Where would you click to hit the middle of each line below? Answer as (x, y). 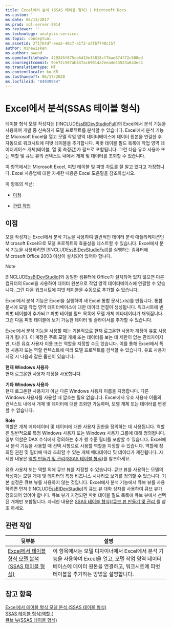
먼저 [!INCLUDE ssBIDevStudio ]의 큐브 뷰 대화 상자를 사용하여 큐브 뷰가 (91, 489)
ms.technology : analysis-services (42, 34)
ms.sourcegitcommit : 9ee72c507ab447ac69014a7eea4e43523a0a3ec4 (74, 63)
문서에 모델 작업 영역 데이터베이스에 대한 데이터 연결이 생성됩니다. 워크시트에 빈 (84, 307)
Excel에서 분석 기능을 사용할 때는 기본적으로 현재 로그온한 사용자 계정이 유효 (81, 331)
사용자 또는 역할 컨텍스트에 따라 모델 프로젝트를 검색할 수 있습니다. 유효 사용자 (88, 350)
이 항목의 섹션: (20, 184)
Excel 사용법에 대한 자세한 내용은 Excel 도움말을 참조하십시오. (74, 173)
